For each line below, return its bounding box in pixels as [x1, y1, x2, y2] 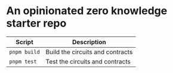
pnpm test [9, 58, 37, 65]
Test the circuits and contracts [45, 57, 131, 65]
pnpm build [9, 48, 40, 55]
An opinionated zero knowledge [6, 4, 168, 18]
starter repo [6, 16, 67, 30]
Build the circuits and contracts [45, 48, 133, 56]
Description [72, 38, 106, 46]
